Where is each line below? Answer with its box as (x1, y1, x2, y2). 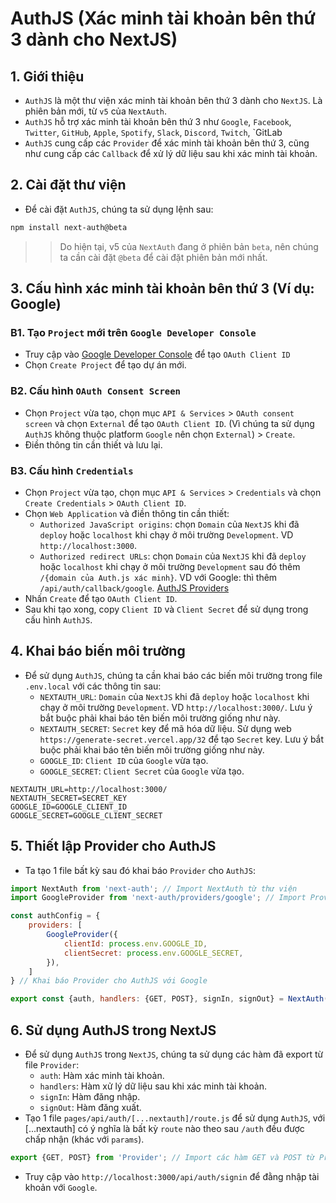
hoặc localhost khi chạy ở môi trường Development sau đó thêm (39, 560, 301, 572)
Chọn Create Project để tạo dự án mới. (24, 359, 187, 371)
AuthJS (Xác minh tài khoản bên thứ (10, 7, 316, 30)
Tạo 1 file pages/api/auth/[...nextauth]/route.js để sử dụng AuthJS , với (24, 1112, 326, 1124)
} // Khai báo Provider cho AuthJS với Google (10, 976, 208, 986)
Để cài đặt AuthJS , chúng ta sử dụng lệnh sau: (24, 203, 214, 215)
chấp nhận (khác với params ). (24, 1133, 145, 1146)
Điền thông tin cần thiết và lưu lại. (24, 438, 163, 451)
